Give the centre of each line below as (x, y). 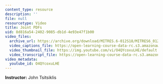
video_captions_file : (31, 46)
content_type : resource (29, 9)
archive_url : (23, 41)
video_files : (18, 37)
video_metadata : (21, 59)
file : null (16, 18)
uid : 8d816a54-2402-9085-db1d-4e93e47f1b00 (50, 32)
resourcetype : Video (26, 23)
